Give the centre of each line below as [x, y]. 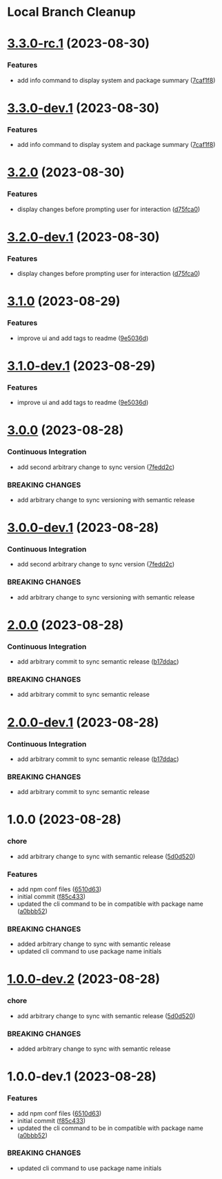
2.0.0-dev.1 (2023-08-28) [83, 722]
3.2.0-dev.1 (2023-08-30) [83, 237]
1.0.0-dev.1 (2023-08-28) [82, 1077]
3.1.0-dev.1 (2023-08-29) [81, 366]
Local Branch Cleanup [72, 12]
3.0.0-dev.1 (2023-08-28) [83, 528]
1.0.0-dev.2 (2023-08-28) [84, 979]
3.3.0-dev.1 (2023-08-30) [83, 108]
